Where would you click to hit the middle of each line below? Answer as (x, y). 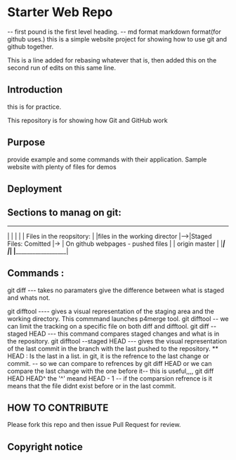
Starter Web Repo (60, 12)
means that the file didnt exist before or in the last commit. (92, 386)
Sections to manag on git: (64, 212)
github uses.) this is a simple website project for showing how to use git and (117, 39)
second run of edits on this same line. (61, 67)
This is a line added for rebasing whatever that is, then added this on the (112, 60)
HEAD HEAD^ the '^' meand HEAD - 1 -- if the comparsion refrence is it (110, 378)
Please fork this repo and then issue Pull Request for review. (94, 425)
